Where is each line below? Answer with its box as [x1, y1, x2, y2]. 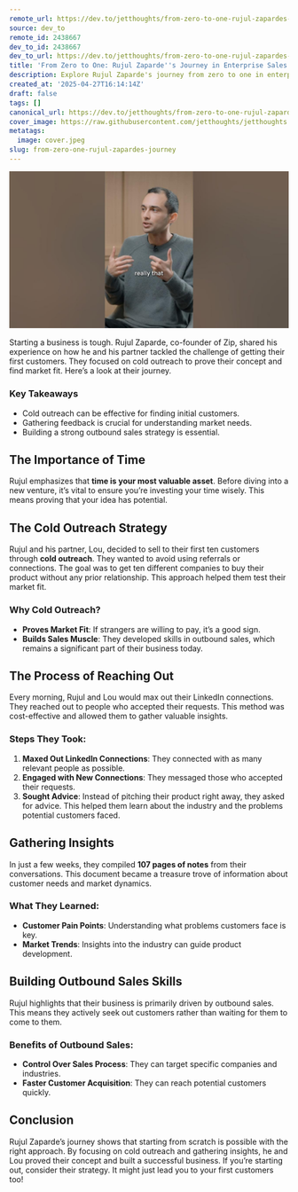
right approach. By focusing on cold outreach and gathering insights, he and [9, 1145, 288, 1157]
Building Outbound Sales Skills [9, 974, 183, 989]
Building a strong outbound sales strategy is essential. [21, 427, 220, 437]
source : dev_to [9, 23, 66, 33]
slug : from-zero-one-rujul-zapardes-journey [9, 145, 176, 154]
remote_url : [9, 14, 53, 23]
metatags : [9, 127, 46, 136]
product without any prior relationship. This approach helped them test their [9, 572, 286, 583]
